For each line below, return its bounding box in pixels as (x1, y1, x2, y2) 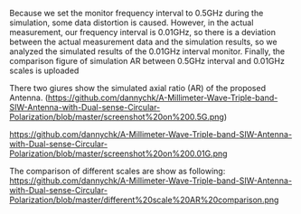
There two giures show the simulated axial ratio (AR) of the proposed (9, 83, 267, 93)
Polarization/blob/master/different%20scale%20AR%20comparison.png (9, 194, 279, 205)
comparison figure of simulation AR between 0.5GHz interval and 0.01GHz (9, 56, 285, 66)
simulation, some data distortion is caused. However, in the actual (9, 17, 254, 28)
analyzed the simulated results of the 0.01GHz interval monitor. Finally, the (9, 46, 286, 57)
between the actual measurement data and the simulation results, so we (9, 36, 277, 47)
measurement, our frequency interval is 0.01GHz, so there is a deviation (9, 27, 276, 37)
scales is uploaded (9, 65, 80, 76)
